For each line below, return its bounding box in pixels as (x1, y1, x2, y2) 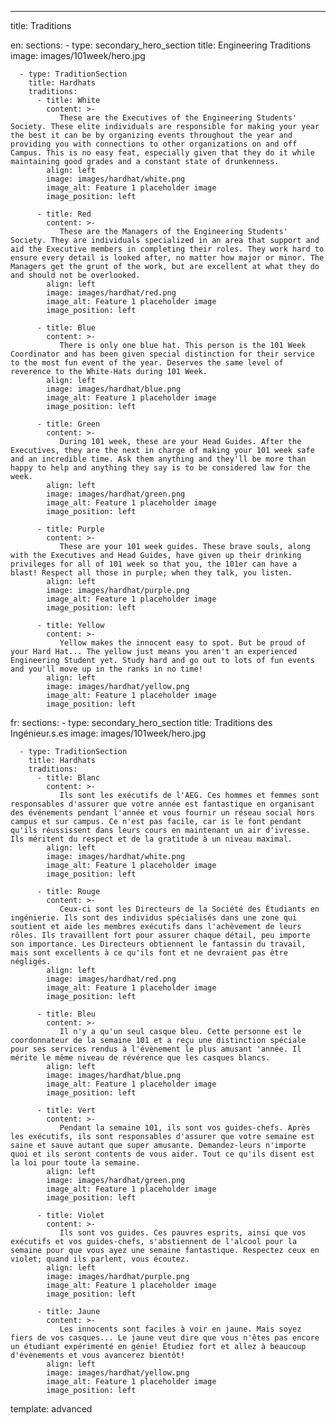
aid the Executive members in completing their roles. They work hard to (10, 244, 325, 254)
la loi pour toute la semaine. (10, 1158, 141, 1168)
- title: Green (36, 419, 101, 429)
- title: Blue (36, 323, 97, 333)
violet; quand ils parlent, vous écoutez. (10, 1254, 190, 1264)
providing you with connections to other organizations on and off (10, 139, 298, 149)
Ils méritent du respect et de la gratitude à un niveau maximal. (10, 834, 293, 844)
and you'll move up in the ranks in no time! (10, 664, 203, 674)
